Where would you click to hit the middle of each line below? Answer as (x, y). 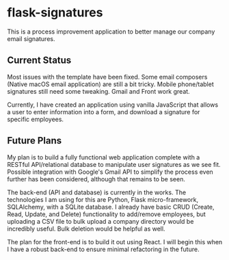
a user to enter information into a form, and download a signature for (104, 112)
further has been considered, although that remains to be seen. (96, 179)
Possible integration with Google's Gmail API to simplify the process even (110, 172)
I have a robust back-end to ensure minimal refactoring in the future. (103, 249)
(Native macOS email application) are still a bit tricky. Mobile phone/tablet (110, 84)
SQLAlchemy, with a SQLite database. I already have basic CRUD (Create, (111, 207)
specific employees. (35, 119)
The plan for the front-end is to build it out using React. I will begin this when (115, 242)
